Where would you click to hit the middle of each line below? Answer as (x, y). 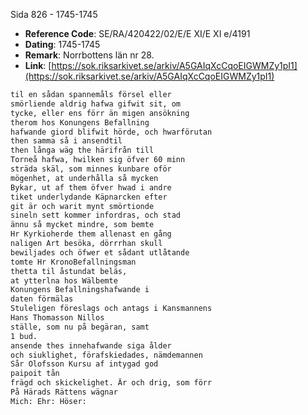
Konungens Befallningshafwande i (80, 290)
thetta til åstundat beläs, (69, 271)
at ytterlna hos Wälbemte (64, 280)
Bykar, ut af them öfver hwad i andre (91, 187)
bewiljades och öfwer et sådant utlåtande (100, 252)
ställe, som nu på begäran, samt (80, 327)
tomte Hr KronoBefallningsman (73, 262)
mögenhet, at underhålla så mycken (84, 178)
